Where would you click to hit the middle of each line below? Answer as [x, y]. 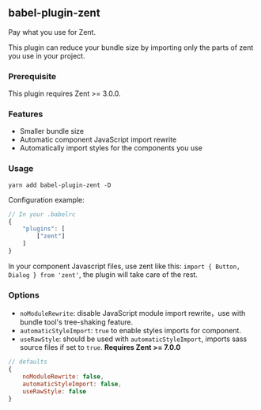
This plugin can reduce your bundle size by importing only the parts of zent [131, 47]
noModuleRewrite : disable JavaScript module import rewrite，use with [132, 313]
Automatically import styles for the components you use [111, 148]
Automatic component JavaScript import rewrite [98, 140]
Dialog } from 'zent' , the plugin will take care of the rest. [103, 274]
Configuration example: [46, 199]
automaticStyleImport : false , [72, 384]
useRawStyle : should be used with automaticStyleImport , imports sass [133, 339]
